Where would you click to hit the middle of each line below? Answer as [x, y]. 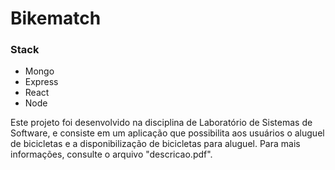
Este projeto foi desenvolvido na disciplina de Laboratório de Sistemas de [161, 123]
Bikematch [56, 18]
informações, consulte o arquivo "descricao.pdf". [111, 154]
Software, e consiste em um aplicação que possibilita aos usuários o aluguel [167, 133]
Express [41, 82]
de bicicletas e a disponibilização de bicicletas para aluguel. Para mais [155, 144]
